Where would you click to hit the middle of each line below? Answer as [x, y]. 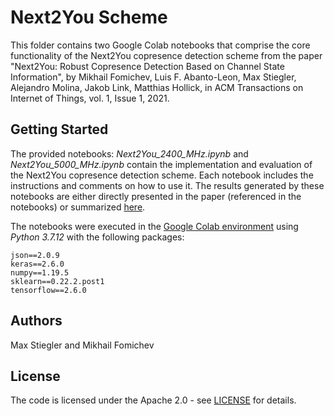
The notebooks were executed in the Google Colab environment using [154, 226]
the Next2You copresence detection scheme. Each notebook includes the [162, 175]
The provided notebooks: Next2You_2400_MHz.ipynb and [129, 153]
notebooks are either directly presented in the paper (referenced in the [156, 196]
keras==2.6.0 [37, 264]
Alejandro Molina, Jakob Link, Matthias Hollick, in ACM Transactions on [157, 87]
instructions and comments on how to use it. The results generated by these [167, 185]
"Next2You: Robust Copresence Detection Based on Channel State [147, 66]
